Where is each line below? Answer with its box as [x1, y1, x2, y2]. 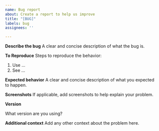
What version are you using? [5, 111, 63, 117]
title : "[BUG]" [5, 16, 36, 21]
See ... [12, 67, 25, 74]
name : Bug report [5, 7, 41, 12]
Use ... [12, 62, 25, 68]
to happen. [5, 82, 27, 88]
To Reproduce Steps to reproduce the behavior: [5, 52, 102, 59]
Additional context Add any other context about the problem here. [5, 120, 139, 126]
